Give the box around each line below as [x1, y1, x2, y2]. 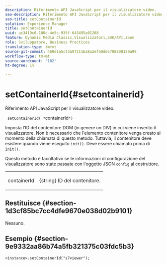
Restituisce [5, 199, 41, 208]
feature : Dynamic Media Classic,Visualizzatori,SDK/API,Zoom [5, 35, 135, 40]
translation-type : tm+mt [5, 44, 57, 49]
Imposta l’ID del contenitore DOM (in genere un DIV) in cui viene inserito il [5, 125, 156, 131]
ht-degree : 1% [5, 63, 35, 68]
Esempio [5, 235, 33, 243]
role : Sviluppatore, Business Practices [5, 40, 90, 45]
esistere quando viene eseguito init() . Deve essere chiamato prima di [5, 141, 150, 147]
